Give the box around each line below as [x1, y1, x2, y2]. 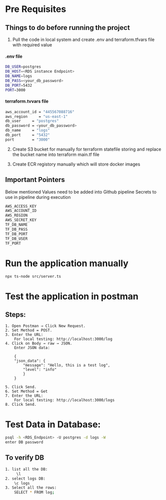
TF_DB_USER [5, 236, 28, 241]
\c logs [14, 481, 30, 486]
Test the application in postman [5, 291, 139, 302]
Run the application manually [5, 258, 129, 269]
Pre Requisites [5, 3, 66, 15]
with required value [12, 42, 52, 48]
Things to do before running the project [5, 23, 130, 32]
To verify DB [5, 454, 44, 462]
